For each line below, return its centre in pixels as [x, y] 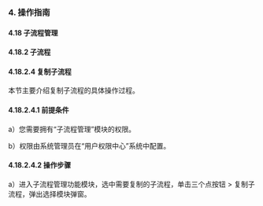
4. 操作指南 [29, 12]
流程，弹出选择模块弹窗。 [50, 193]
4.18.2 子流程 [30, 52]
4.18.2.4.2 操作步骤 [40, 165]
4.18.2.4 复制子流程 [40, 72]
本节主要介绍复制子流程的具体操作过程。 [74, 90]
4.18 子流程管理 [33, 32]
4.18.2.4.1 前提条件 [39, 110]
